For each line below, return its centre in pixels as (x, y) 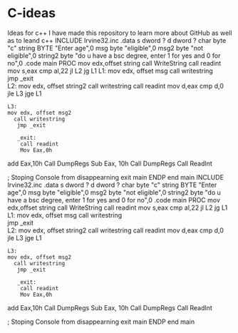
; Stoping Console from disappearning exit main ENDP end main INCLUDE (116, 177)
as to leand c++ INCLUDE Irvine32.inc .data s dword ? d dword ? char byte (117, 40)
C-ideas (31, 13)
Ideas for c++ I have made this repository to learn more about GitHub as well (120, 33)
